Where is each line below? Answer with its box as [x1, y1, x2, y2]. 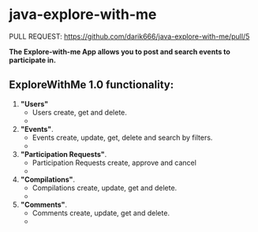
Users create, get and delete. [32, 107, 127, 117]
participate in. [9, 55, 56, 65]
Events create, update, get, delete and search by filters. [32, 133, 213, 142]
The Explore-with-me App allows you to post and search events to [9, 47, 231, 56]
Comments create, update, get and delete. [32, 208, 170, 218]
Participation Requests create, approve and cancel [32, 158, 196, 167]
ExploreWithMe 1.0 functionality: [9, 78, 174, 92]
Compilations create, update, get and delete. [32, 183, 178, 193]
